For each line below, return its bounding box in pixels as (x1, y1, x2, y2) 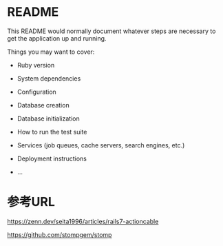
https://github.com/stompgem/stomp (7, 230, 112, 238)
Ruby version (17, 61, 55, 69)
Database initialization (17, 114, 81, 123)
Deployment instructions (17, 154, 87, 163)
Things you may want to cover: (7, 48, 95, 56)
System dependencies (17, 74, 81, 83)
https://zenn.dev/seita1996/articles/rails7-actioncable (7, 217, 159, 225)
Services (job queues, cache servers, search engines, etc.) (17, 141, 185, 149)
